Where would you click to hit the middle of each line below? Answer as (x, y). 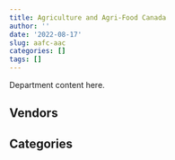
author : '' (30, 26)
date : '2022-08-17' (46, 34)
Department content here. (57, 85)
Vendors (34, 113)
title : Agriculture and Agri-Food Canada (88, 18)
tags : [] (26, 59)
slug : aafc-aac (38, 43)
